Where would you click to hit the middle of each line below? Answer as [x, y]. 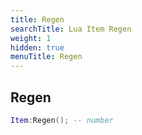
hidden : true [37, 47]
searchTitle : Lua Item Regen [71, 29]
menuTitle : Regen [46, 57]
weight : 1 [31, 38]
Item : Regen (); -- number [62, 120]
